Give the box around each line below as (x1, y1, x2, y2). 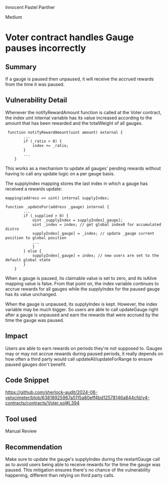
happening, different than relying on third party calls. (5, 472, 115, 478)
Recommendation (5, 443, 62, 451)
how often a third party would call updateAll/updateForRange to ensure (5, 356, 153, 362)
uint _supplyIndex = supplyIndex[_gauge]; (32, 217, 123, 223)
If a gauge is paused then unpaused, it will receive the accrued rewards (5, 76, 154, 82)
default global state (5, 257, 51, 262)
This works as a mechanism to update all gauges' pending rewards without (5, 165, 161, 171)
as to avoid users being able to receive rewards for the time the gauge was (5, 462, 160, 468)
